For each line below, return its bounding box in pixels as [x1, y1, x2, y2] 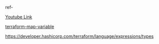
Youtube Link [5, 14, 32, 19]
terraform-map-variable [5, 23, 54, 29]
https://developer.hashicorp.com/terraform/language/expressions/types [5, 33, 154, 39]
